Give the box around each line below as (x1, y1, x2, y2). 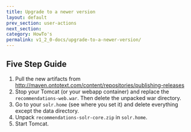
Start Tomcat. (14, 120, 49, 127)
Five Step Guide (6, 59, 67, 69)
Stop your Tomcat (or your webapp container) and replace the (14, 88, 169, 95)
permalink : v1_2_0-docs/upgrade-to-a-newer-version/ (6, 37, 142, 43)
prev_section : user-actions (6, 20, 77, 26)
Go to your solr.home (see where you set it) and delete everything (14, 101, 179, 108)
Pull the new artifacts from (14, 75, 81, 82)
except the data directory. (14, 107, 80, 115)
